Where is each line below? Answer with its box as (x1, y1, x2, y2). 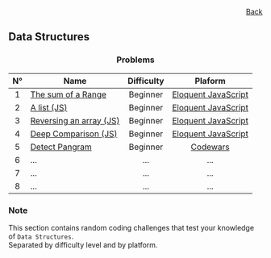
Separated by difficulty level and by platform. (8, 239, 158, 249)
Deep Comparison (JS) (30, 128, 118, 139)
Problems (116, 54, 155, 65)
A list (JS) (30, 102, 68, 113)
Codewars (190, 141, 230, 152)
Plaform (194, 75, 226, 86)
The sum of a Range (30, 89, 107, 100)
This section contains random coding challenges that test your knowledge (8, 223, 255, 232)
